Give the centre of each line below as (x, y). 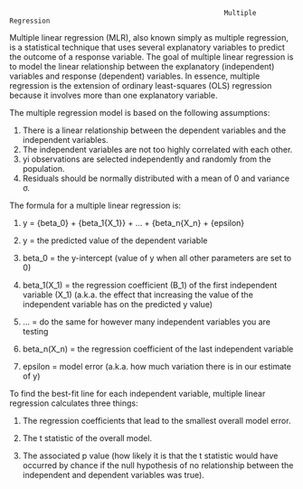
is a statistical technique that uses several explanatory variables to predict (147, 47)
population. (43, 169)
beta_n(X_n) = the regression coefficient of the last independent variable (158, 349)
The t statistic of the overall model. (87, 438)
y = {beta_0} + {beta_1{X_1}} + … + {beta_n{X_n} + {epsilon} (133, 223)
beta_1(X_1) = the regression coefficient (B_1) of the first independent (150, 285)
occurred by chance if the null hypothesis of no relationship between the (158, 465)
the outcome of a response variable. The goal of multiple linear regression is (151, 57)
